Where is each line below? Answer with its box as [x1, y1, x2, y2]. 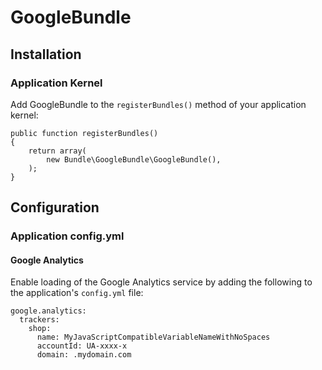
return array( [28, 146, 87, 156]
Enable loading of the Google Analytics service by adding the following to [10, 276, 313, 288]
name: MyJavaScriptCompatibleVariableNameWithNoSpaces [36, 332, 271, 343]
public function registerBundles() [10, 128, 159, 138]
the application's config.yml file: [10, 287, 144, 299]
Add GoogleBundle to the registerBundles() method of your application [10, 98, 307, 110]
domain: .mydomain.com [36, 350, 132, 360]
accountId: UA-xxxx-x [36, 341, 128, 351]
